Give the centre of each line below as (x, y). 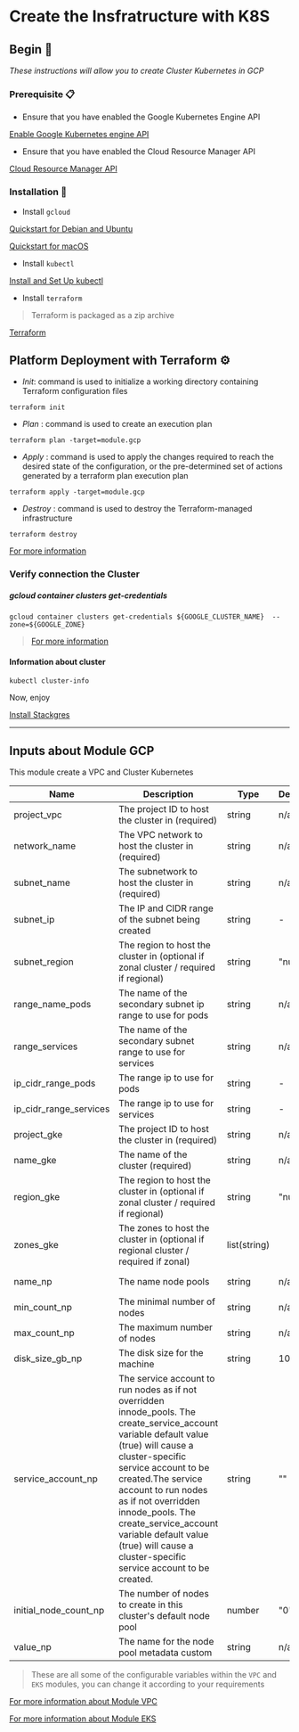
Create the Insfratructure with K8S (140, 16)
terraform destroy (43, 535)
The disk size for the (161, 1353)
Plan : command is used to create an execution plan (117, 424)
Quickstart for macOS (49, 246)
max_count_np (44, 1333)
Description (168, 794)
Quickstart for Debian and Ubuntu (71, 228)
